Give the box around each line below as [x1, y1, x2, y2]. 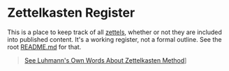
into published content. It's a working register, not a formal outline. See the [7, 35, 222, 43]
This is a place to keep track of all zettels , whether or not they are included [7, 28, 222, 36]
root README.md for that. [7, 42, 82, 51]
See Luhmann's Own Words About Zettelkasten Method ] [24, 56, 187, 64]
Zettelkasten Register [7, 5, 135, 21]
